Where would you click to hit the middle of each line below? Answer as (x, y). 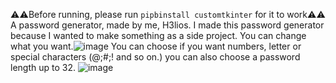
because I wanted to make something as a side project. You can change (158, 35)
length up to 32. (43, 67)
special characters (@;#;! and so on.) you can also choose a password (155, 57)
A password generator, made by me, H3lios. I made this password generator (167, 25)
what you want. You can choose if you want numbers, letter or (156, 46)
